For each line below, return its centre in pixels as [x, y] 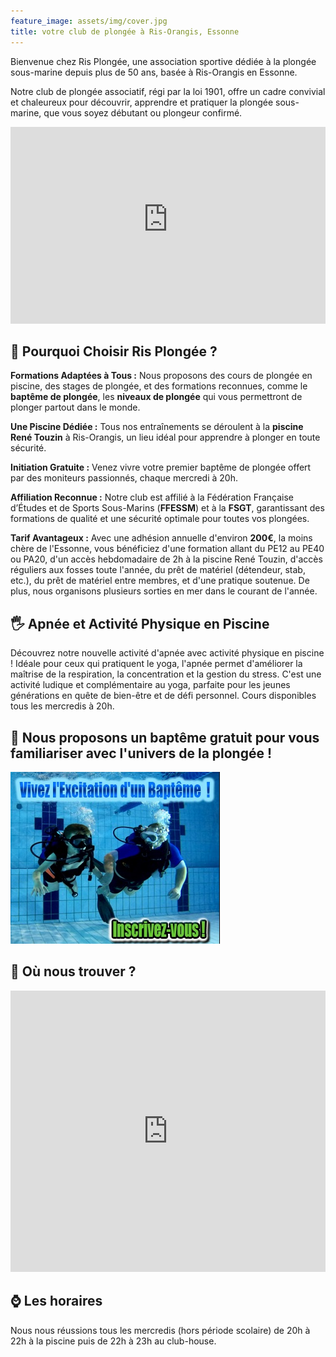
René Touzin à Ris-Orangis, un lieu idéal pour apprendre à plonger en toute [165, 437]
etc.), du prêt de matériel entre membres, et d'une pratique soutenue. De [160, 581]
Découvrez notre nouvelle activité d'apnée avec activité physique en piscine [167, 653]
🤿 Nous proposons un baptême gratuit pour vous [165, 737]
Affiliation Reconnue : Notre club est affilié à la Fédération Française [152, 497]
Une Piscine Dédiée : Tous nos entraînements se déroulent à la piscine [157, 427]
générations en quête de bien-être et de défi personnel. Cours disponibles [163, 696]
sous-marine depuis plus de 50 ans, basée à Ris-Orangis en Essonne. [154, 72]
